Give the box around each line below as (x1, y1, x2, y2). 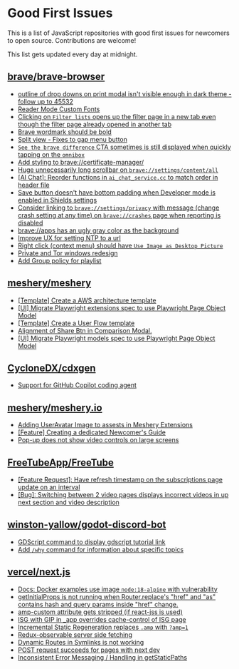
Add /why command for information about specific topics (17, 545, 184, 553)
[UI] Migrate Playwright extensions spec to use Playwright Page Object (17, 303, 226, 312)
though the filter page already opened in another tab (17, 120, 172, 128)
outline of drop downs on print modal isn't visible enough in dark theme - (17, 89, 232, 98)
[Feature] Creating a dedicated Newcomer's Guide (17, 428, 166, 436)
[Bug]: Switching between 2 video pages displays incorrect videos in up (17, 491, 229, 499)
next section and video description (17, 498, 119, 506)
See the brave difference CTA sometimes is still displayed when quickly (17, 143, 231, 151)
